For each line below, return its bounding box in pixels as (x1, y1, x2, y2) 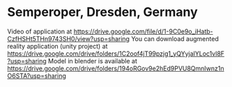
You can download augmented (131, 34, 219, 42)
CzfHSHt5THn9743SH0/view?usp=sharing (7, 34, 130, 42)
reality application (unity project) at (7, 42, 108, 50)
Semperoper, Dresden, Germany (7, 4, 198, 20)
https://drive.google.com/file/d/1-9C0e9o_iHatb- (73, 27, 214, 35)
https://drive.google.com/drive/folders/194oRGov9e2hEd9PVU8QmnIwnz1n (7, 64, 224, 72)
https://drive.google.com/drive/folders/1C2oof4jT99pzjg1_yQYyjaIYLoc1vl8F (7, 49, 225, 58)
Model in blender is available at (47, 56, 138, 65)
